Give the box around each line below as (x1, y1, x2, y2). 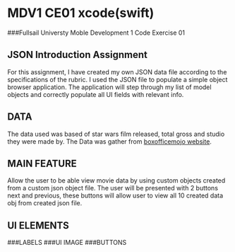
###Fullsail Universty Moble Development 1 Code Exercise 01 (7, 28, 186, 37)
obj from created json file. (7, 199, 83, 207)
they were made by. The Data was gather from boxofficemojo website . (7, 137, 212, 146)
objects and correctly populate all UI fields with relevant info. (7, 90, 184, 98)
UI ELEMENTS (7, 219, 69, 231)
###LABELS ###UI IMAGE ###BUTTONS (7, 239, 127, 247)
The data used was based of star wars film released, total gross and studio (7, 130, 225, 138)
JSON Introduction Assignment (7, 49, 148, 61)
